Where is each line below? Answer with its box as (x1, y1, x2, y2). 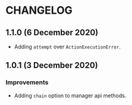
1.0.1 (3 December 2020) (5, 60, 99, 70)
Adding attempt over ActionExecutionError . (14, 43, 121, 50)
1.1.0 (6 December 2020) (5, 27, 99, 38)
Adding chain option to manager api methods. (14, 92, 127, 99)
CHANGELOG (5, 4, 73, 17)
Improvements (5, 78, 49, 87)
